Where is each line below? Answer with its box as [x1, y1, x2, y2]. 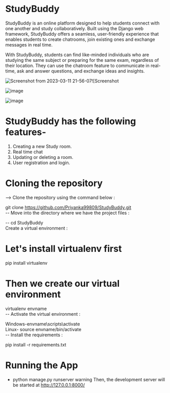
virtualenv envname [5, 305, 47, 312]
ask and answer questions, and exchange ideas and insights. [17, 67, 145, 74]
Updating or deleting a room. [12, 154, 74, 160]
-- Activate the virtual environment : [5, 311, 81, 317]
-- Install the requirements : [5, 332, 63, 338]
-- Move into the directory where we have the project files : [5, 210, 130, 216]
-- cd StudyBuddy [5, 219, 43, 225]
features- [5, 126, 46, 138]
